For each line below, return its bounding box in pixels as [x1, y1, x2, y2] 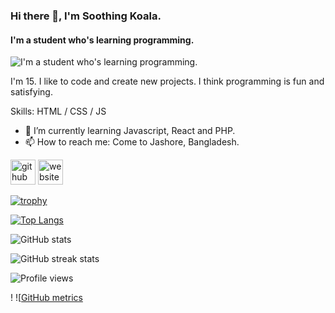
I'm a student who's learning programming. [10, 34, 195, 46]
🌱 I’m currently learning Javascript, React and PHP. [24, 125, 236, 137]
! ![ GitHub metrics [10, 292, 83, 304]
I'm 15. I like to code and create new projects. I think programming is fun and [10, 75, 325, 88]
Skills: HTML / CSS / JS [10, 105, 107, 118]
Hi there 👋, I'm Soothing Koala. [10, 9, 162, 23]
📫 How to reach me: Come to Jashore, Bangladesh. [24, 136, 240, 148]
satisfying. [10, 86, 53, 98]
